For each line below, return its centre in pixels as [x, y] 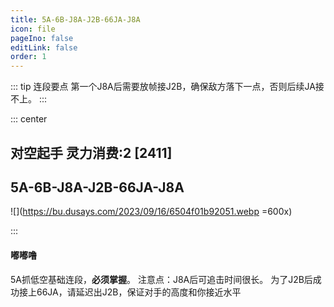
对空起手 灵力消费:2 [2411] [91, 152]
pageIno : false [42, 38]
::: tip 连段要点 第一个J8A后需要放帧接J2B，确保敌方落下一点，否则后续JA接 [167, 87]
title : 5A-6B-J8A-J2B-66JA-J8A [75, 19]
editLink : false [44, 47]
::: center [29, 119]
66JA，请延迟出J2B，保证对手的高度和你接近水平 [139, 292]
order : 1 [28, 57]
